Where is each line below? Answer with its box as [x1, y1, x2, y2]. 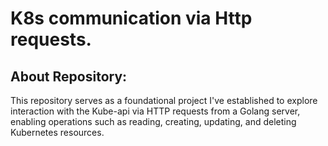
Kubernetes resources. [10, 127, 105, 138]
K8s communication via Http [10, 7, 253, 30]
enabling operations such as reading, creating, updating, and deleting [10, 116, 297, 127]
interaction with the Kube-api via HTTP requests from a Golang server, [10, 105, 301, 117]
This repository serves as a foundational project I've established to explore [10, 95, 318, 106]
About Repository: [10, 68, 128, 85]
